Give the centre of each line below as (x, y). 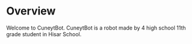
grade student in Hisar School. (44, 34)
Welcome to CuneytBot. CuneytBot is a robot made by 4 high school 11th (96, 28)
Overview (31, 11)
